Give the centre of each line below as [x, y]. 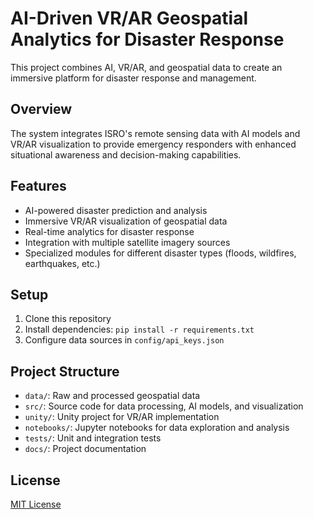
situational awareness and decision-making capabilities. [126, 154]
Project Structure [65, 371]
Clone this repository [68, 319]
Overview [41, 109]
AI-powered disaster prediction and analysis [116, 210]
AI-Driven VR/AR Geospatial [129, 18]
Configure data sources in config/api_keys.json [124, 340]
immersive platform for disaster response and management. [133, 78]
